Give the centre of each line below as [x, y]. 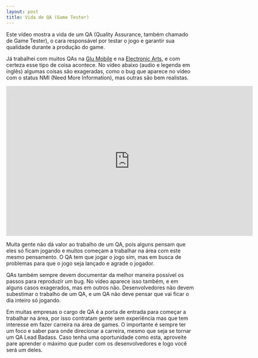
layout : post [22, 12]
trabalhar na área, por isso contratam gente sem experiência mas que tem [97, 318]
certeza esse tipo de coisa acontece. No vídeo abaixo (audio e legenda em [98, 65]
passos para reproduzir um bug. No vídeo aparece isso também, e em [92, 281]
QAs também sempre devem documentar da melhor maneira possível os [95, 274]
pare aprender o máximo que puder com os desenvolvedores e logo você [96, 343]
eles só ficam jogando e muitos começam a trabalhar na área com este [93, 251]
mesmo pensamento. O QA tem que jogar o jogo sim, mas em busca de [94, 257]
